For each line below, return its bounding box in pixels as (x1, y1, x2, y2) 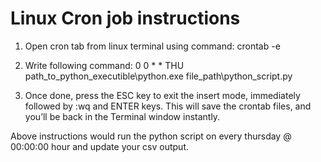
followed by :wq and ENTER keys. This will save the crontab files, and (24, 100, 312, 112)
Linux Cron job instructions (10, 7, 241, 30)
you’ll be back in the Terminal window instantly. (24, 110, 221, 122)
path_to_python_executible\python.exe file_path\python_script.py (24, 70, 293, 82)
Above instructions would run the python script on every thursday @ (10, 130, 292, 142)
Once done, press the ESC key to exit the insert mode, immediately (24, 89, 301, 101)
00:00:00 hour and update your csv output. (10, 140, 190, 152)
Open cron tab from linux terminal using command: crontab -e (24, 40, 281, 52)
